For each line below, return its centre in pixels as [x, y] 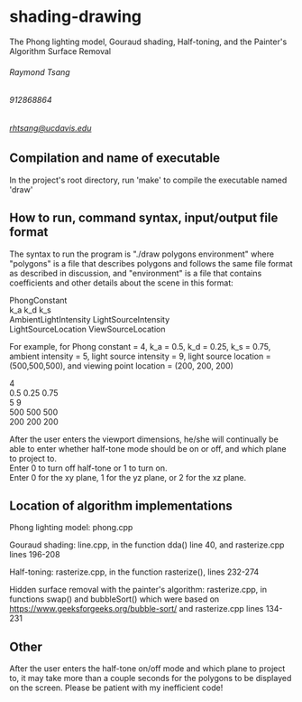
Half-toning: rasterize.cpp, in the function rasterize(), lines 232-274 [134, 572]
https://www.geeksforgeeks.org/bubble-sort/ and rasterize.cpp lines [137, 609]
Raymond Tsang [40, 72]
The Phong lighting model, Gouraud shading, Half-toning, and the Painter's [148, 42]
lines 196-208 [35, 555]
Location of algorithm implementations [121, 505]
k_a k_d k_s [30, 310]
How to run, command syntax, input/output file [144, 218]
